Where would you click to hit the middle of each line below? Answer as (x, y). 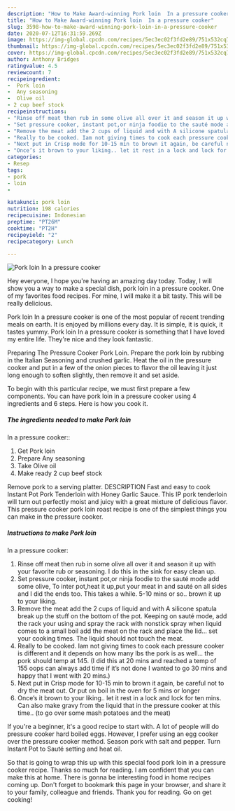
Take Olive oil (37, 466)
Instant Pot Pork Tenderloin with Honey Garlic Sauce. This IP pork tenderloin (117, 494)
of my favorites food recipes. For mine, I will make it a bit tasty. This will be (115, 296)
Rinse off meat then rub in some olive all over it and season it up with (117, 564)
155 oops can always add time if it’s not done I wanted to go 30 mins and (122, 668)
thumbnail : (23, 46)
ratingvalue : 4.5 (33, 66)
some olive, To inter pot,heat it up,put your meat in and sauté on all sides (122, 587)
